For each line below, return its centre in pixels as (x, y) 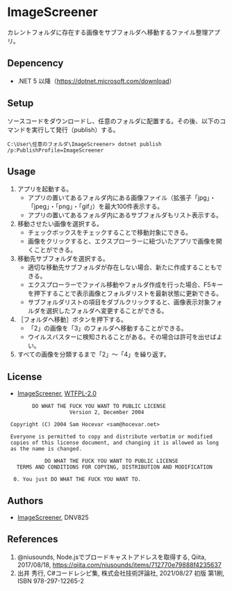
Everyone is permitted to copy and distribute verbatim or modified (111, 437)
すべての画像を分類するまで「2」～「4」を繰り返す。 (93, 354)
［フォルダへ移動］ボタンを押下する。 (72, 320)
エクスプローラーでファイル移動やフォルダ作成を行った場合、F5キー (125, 285)
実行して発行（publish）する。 (75, 129)
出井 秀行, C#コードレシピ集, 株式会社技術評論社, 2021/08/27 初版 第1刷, (121, 573)
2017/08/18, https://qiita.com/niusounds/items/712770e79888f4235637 (119, 565)
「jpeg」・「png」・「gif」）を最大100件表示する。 (96, 207)
